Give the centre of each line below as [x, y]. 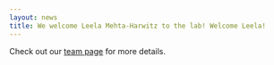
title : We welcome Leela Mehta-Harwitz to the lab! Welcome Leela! [138, 26]
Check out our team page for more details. [88, 51]
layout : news [34, 17]
